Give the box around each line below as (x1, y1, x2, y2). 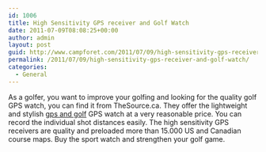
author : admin (8, 33, 55, 42)
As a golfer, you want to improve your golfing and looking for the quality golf (8, 92, 257, 101)
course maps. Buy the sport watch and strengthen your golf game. (8, 134, 226, 143)
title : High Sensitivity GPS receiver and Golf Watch (8, 19, 190, 27)
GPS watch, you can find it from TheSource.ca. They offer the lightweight (8, 101, 248, 110)
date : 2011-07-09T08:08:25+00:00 (8, 26, 119, 34)
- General (15, 70, 47, 78)
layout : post (8, 41, 51, 49)
